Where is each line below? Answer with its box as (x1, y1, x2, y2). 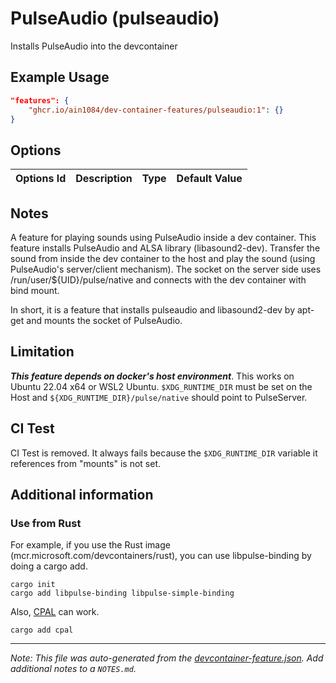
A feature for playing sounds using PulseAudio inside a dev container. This (10, 232, 317, 243)
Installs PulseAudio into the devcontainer (10, 40, 178, 52)
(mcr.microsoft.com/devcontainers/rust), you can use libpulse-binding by (10, 550, 312, 562)
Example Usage (10, 69, 110, 86)
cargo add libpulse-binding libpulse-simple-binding (10, 588, 235, 599)
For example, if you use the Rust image (10, 539, 171, 551)
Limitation (10, 343, 75, 361)
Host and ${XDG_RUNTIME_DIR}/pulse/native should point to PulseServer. (10, 391, 308, 403)
